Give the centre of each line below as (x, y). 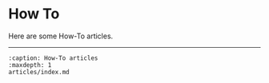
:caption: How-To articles (53, 58)
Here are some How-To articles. (61, 36)
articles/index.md (39, 72)
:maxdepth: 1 (30, 65)
